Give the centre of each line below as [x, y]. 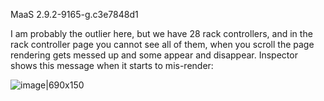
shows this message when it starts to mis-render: [112, 65]
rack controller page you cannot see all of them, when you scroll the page [162, 44]
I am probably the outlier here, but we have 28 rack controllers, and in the [161, 33]
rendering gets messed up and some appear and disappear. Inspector [154, 55]
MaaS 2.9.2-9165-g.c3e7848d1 [74, 14]
